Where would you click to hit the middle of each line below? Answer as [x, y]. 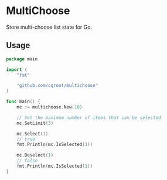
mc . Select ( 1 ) [33, 134]
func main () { [23, 102]
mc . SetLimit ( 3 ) [35, 123]
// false [27, 161]
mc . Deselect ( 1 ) [35, 155]
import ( [17, 69]
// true [26, 139]
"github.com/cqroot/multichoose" [57, 86]
